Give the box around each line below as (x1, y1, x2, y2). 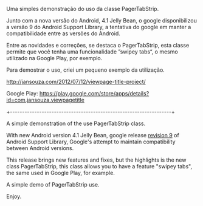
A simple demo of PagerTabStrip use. (6, 181, 100, 188)
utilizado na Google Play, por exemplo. (6, 55, 103, 61)
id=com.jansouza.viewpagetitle (6, 97, 85, 103)
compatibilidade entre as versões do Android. (6, 30, 120, 37)
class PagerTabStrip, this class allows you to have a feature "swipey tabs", (6, 163, 193, 170)
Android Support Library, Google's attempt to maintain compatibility (6, 138, 176, 145)
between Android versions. (6, 145, 74, 151)
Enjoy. (6, 193, 22, 200)
